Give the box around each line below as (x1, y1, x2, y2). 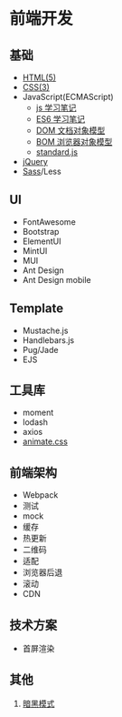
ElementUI (22, 236, 61, 247)
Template (9, 301, 64, 317)
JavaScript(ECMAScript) (22, 92, 115, 102)
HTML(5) (22, 72, 57, 83)
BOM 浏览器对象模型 (35, 136, 113, 146)
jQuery (22, 157, 48, 167)
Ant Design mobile (22, 274, 92, 285)
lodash (22, 417, 48, 428)
